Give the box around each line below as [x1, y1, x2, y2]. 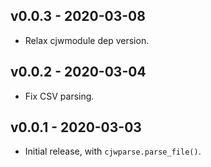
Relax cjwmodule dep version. [24, 34, 150, 46]
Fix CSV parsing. [24, 90, 95, 102]
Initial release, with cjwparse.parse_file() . [24, 145, 202, 158]
